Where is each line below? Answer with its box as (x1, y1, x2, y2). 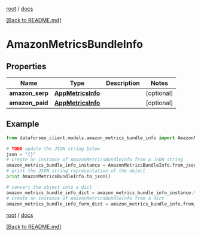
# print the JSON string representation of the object (6, 168, 146, 174)
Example (6, 119, 39, 129)
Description (105, 79, 141, 87)
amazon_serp (9, 89, 49, 97)
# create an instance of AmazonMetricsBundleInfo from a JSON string (6, 157, 184, 163)
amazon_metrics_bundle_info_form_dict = (6, 201, 109, 207)
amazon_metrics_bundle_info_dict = (6, 189, 95, 196)
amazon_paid (9, 99, 48, 107)
